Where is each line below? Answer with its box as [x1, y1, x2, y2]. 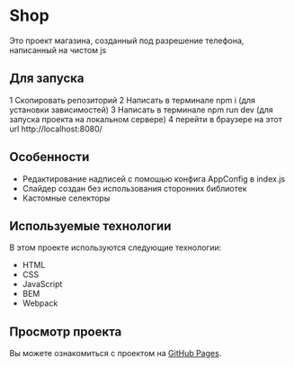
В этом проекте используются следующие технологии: [9, 242, 222, 253]
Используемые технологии [9, 218, 172, 234]
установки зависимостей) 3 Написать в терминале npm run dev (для [9, 104, 274, 115]
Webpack [22, 298, 58, 309]
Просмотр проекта [9, 324, 122, 339]
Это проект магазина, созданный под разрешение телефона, [9, 35, 245, 46]
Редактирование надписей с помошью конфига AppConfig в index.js [22, 173, 286, 184]
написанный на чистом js [9, 44, 107, 55]
